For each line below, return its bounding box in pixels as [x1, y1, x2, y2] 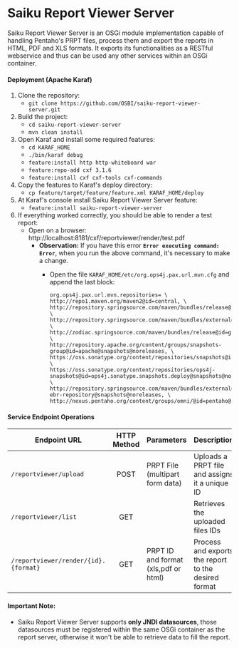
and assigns [193, 469, 234, 479]
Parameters [146, 435, 187, 445]
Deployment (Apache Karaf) [7, 75, 92, 83]
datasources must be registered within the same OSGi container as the [17, 625, 225, 634]
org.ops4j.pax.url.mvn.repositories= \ [49, 292, 169, 299]
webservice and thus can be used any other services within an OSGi [7, 51, 208, 60]
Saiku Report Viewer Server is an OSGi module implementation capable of [7, 29, 224, 37]
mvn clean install [28, 129, 83, 136]
